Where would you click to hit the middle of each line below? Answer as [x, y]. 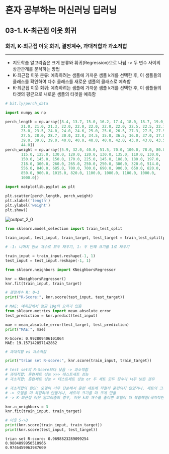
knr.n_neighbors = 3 [27, 407]
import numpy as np [26, 113]
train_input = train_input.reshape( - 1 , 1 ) [50, 256]
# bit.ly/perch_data [27, 104]
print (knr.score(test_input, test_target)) [52, 430]
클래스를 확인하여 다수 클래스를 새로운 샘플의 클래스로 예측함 [72, 81]
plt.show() [17, 210]
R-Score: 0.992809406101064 [35, 338]
